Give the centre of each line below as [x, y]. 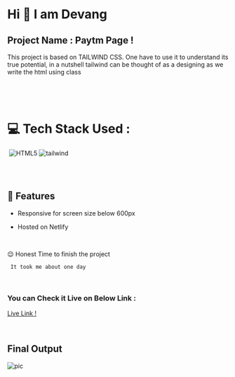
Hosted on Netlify [43, 227]
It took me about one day [48, 267]
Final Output [35, 349]
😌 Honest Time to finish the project [59, 254]
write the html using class [45, 72]
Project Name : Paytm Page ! [70, 40]
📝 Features [31, 196]
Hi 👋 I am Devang [57, 14]
